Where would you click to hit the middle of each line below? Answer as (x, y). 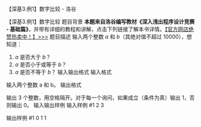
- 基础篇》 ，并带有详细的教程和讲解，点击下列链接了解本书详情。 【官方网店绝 (100, 29)
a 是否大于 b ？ (33, 57)
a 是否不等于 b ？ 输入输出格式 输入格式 (63, 72)
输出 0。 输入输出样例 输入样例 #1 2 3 (58, 105)
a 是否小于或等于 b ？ (41, 64)
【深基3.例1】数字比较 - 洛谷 (41, 9)
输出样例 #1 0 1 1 (26, 118)
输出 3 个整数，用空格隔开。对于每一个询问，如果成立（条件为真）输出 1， (98, 98)
